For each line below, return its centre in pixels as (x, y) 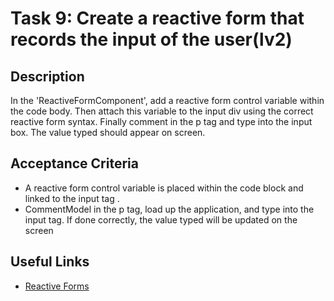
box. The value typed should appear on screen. (108, 132)
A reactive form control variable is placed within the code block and (164, 188)
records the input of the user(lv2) (151, 39)
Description (47, 76)
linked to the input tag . (72, 198)
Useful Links (50, 262)
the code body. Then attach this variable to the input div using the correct (162, 111)
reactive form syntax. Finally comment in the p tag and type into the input (161, 121)
